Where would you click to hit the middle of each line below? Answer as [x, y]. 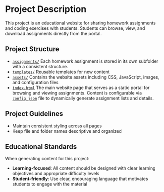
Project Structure [32, 49]
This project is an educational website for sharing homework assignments [81, 23]
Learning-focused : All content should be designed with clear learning [84, 168]
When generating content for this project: [47, 159]
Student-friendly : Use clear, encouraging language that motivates [80, 179]
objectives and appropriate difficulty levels [56, 174]
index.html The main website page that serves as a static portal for [81, 88]
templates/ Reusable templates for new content [61, 72]
